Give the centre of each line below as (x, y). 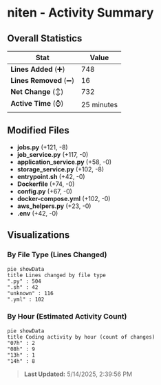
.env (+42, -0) (37, 213)
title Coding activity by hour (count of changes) (81, 337)
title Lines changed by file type (57, 275)
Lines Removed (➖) (42, 81)
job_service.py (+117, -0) (53, 154)
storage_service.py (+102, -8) (61, 169)
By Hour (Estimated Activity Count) (67, 317)
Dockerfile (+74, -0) (46, 184)
